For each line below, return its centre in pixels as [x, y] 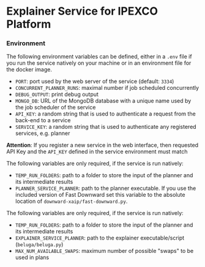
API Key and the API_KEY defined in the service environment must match [97, 152]
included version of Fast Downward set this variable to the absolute [100, 195]
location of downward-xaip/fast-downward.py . [71, 201]
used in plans [32, 257]
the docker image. [29, 70]
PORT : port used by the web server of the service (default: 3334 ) [95, 81]
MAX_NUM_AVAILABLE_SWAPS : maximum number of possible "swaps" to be [104, 251]
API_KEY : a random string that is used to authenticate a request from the [105, 114]
